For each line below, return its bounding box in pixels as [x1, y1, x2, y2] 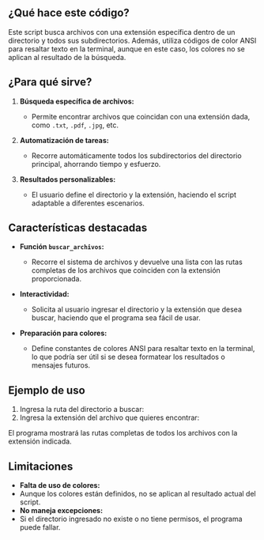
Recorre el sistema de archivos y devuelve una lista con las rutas [31, 257, 243, 267]
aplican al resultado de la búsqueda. [8, 52, 126, 62]
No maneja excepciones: [19, 506, 104, 515]
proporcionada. [31, 274, 81, 284]
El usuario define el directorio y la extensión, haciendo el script [31, 190, 237, 199]
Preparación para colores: [19, 328, 107, 338]
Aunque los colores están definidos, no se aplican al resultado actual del [19, 489, 256, 499]
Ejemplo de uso [8, 383, 85, 397]
